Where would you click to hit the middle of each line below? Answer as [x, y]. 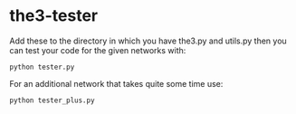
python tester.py [42, 67]
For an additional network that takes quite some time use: [116, 83]
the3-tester [54, 16]
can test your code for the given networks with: [98, 50]
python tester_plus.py [52, 100]
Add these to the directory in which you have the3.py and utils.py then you [148, 41]
